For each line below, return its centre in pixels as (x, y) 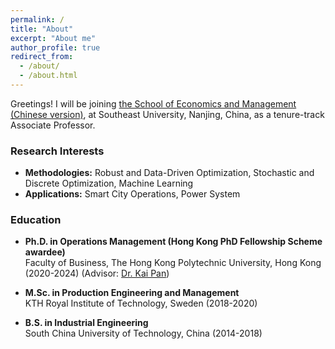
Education (36, 220)
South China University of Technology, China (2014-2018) (143, 333)
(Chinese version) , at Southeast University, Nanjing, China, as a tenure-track (167, 114)
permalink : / (37, 19)
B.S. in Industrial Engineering (86, 323)
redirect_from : (42, 57)
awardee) (45, 252)
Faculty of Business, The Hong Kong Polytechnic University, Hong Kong (173, 263)
